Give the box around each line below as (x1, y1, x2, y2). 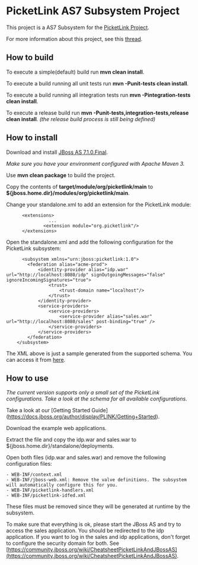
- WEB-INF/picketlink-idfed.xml (6, 493, 86, 498)
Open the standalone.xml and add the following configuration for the (6, 238, 174, 245)
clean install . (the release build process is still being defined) (6, 115, 156, 122)
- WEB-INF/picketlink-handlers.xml (6, 487, 94, 494)
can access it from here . (6, 356, 66, 363)
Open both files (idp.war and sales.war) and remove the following (6, 454, 166, 461)
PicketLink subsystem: (6, 245, 61, 252)
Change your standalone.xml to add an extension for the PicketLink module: (6, 201, 191, 208)
